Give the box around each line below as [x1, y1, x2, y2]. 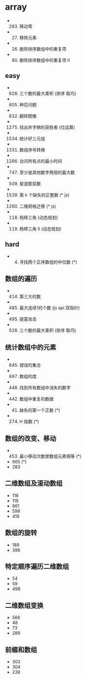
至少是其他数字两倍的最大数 [19, 169, 75, 175]
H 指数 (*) [19, 419, 39, 424]
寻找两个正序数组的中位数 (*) [19, 259, 77, 265]
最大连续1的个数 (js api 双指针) [19, 305, 80, 311]
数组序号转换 [19, 147, 45, 153]
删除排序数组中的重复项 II [19, 57, 70, 63]
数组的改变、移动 [5, 434, 56, 442]
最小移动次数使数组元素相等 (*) [19, 453, 82, 459]
